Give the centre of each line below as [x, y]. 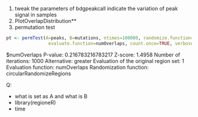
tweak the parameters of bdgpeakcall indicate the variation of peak [96, 9]
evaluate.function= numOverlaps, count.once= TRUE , [110, 44]
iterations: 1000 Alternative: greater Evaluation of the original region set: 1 [95, 61]
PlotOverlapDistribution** [45, 21]
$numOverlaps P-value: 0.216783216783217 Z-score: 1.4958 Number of [93, 55]
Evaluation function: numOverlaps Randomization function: [77, 67]
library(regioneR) [35, 102]
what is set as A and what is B [51, 96]
